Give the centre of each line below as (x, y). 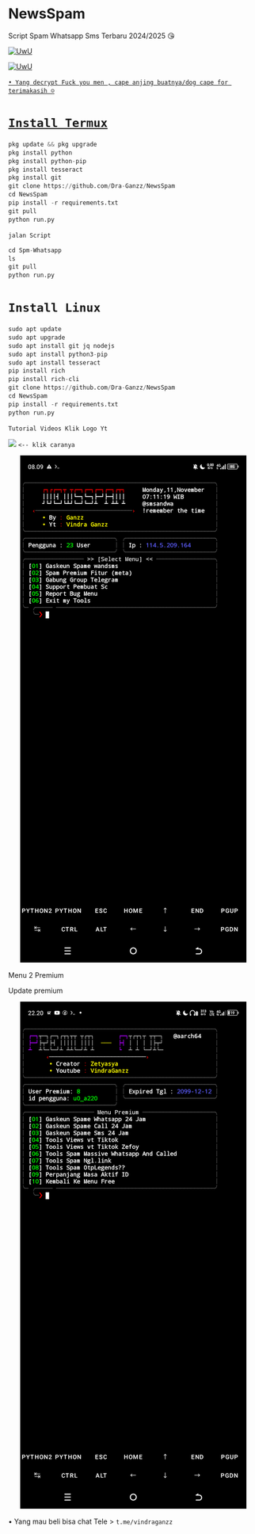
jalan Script (30, 235)
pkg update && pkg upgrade (53, 144)
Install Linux (55, 308)
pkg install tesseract (46, 170)
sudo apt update (35, 330)
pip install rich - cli (44, 380)
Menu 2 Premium (36, 975)
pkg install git (35, 178)
